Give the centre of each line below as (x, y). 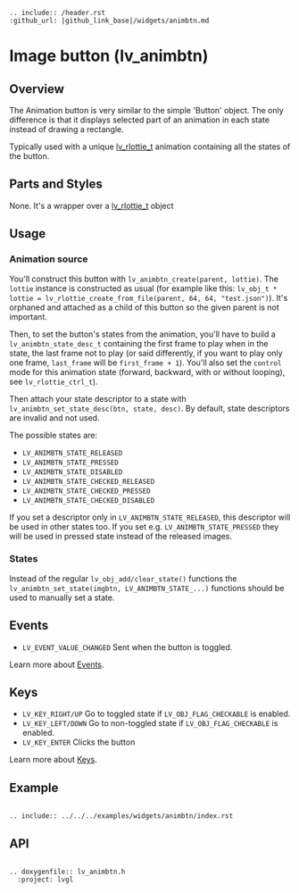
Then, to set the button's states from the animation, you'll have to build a (143, 334)
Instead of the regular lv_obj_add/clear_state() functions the (123, 578)
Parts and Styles (56, 184)
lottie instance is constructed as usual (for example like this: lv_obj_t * (143, 288)
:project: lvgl (46, 880)
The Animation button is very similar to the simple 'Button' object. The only (146, 110)
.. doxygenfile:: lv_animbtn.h (67, 872)
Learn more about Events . (57, 664)
